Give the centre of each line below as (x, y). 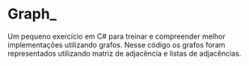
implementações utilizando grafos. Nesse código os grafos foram (116, 44)
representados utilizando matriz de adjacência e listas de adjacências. (124, 53)
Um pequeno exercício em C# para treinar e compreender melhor (116, 36)
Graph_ (32, 14)
